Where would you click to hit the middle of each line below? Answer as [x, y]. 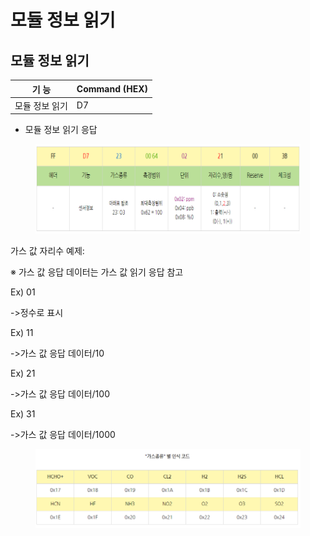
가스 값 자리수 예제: [47, 250]
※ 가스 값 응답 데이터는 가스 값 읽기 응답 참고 [97, 272]
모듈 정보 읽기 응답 [61, 130]
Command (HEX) [112, 89]
